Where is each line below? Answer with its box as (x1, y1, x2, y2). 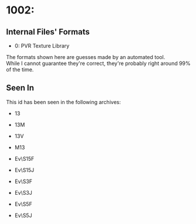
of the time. (6, 66, 34, 73)
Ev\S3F (14, 178, 33, 185)
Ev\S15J (14, 166, 35, 173)
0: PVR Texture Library (14, 42, 70, 49)
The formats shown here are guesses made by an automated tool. (6, 54, 165, 60)
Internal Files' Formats (6, 27, 90, 37)
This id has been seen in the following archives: (6, 98, 121, 105)
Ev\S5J (14, 212, 32, 219)
